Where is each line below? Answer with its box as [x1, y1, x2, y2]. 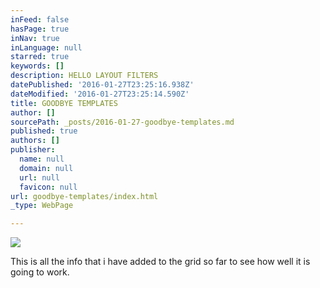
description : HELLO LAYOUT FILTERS [10, 71, 159, 81]
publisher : [10, 145, 56, 155]
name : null [19, 154, 65, 164]
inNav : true [10, 33, 60, 43]
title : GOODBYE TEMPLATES [10, 98, 118, 108]
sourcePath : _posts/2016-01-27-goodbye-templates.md [10, 117, 235, 127]
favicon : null [19, 182, 78, 192]
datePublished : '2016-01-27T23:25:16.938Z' [10, 80, 195, 90]
